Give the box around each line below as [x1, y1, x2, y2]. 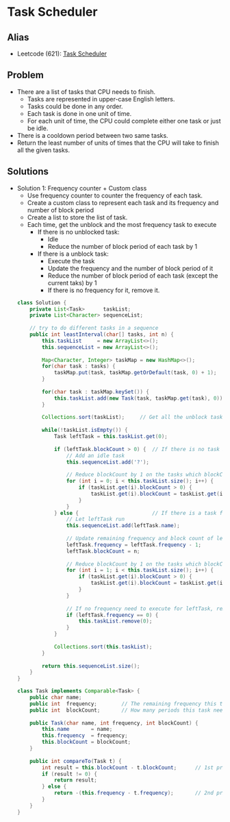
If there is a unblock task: [37, 250, 110, 258]
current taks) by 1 [47, 278, 97, 287]
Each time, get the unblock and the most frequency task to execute [27, 220, 217, 228]
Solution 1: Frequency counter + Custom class [16, 184, 147, 192]
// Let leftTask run [66, 516, 125, 523]
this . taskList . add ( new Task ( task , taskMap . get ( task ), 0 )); [53, 395, 226, 402]
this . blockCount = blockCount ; [42, 738, 131, 746]
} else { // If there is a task [53, 509, 217, 516]
